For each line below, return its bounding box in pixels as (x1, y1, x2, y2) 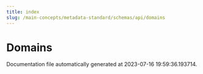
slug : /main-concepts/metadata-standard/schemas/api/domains (6, 15, 166, 21)
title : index (6, 8, 40, 15)
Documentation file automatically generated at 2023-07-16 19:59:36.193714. (6, 61, 197, 68)
